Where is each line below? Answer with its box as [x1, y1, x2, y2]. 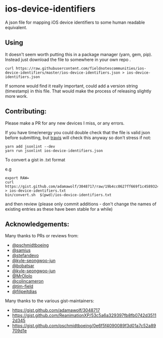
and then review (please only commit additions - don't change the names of [5, 201, 157, 207]
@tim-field [12, 283, 33, 289]
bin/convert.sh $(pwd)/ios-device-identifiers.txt [5, 192, 112, 197]
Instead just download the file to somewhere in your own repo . [5, 57, 131, 62]
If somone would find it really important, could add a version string [5, 83, 138, 89]
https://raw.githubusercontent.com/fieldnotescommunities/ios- [16, 66, 147, 71]
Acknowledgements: [5, 220, 69, 228]
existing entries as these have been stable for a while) [5, 206, 113, 212]
